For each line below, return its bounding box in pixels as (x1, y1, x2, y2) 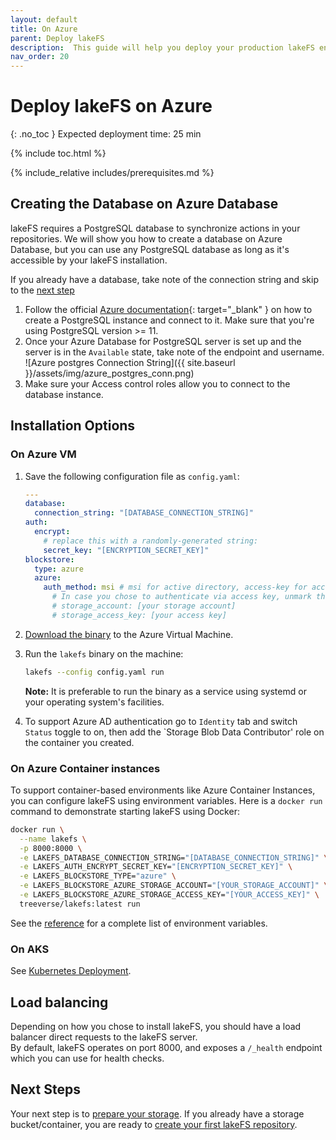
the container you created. (24, 736, 135, 748)
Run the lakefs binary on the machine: (24, 647, 184, 660)
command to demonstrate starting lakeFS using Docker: (10, 805, 240, 817)
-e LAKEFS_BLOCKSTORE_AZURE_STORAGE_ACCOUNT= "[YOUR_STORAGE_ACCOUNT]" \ (19, 881, 329, 891)
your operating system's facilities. (24, 696, 165, 708)
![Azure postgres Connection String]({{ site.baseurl (24, 356, 236, 368)
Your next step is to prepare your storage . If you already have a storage (10, 1107, 305, 1120)
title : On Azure (10, 24, 78, 34)
